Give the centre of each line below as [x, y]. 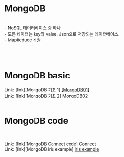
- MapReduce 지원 [23, 40]
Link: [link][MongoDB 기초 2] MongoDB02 [46, 96]
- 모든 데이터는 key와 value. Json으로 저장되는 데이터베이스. [62, 34]
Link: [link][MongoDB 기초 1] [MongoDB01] [47, 89]
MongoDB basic [37, 76]
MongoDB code [36, 121]
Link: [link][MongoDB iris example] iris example [52, 149]
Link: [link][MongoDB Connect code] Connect [50, 144]
